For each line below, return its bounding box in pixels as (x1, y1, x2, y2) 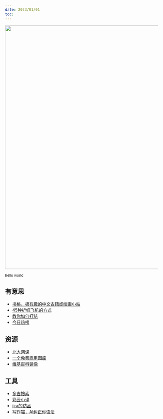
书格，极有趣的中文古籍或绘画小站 (12, 301, 81, 307)
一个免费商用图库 (12, 355, 47, 361)
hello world (5, 273, 24, 278)
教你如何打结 (12, 313, 38, 319)
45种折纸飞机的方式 (12, 307, 52, 313)
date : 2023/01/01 (5, 7, 40, 12)
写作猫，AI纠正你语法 (12, 409, 55, 415)
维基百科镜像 (12, 361, 38, 367)
